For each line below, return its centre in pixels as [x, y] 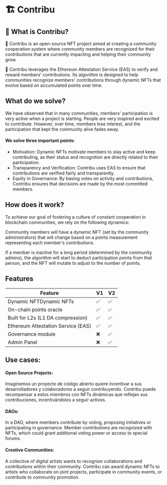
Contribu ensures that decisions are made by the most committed [80, 184]
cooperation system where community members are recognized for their [80, 49]
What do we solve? [35, 101]
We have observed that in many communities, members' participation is [79, 113]
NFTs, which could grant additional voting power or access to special [76, 433]
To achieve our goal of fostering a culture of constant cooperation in [75, 217]
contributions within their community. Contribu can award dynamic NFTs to [82, 466]
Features [19, 279]
